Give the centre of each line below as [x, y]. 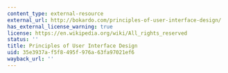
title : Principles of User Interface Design [72, 46]
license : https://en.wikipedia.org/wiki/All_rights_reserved [97, 33]
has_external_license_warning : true [60, 26]
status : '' [23, 40]
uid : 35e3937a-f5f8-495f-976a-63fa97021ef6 [71, 53]
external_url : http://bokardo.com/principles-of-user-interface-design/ [114, 20]
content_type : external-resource [55, 14]
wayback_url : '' [30, 59]
